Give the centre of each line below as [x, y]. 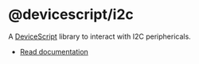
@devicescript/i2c [71, 15]
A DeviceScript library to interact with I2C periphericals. [99, 36]
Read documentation [54, 51]
